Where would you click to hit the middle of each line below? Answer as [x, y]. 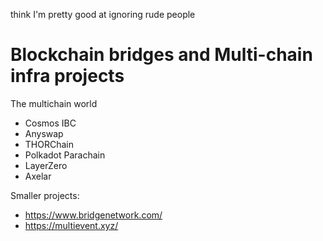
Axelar [38, 176]
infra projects [67, 76]
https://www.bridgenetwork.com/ [93, 215]
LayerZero [46, 165]
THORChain [49, 144]
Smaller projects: [45, 195]
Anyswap [44, 133]
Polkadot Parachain [65, 155]
